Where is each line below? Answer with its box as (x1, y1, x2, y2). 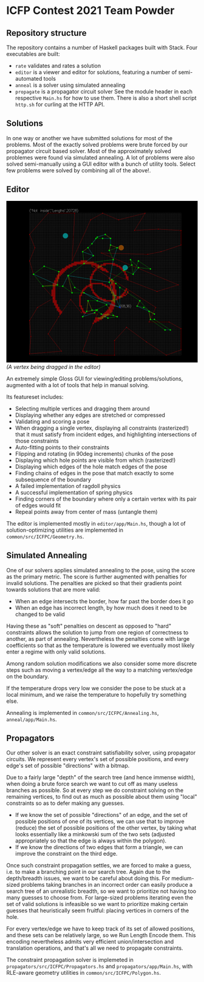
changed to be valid (15, 611, 65, 618)
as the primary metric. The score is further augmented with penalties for (6, 573, 187, 580)
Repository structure (6, 28, 87, 38)
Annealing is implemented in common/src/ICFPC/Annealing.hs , (6, 709, 159, 716)
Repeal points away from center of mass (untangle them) (15, 508, 158, 515)
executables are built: (6, 50, 61, 58)
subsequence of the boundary (15, 476, 91, 483)
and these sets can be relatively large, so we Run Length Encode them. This (6, 932, 196, 939)
